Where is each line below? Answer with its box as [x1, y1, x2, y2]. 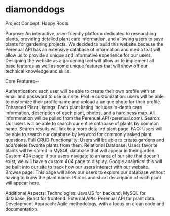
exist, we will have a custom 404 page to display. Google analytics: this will [5, 158, 162, 164]
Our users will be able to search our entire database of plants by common [5, 120, 159, 126]
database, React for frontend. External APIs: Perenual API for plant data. [5, 195, 156, 201]
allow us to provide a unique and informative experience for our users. [5, 52, 152, 58]
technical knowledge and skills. [5, 68, 71, 74]
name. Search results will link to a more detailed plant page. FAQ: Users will [5, 126, 163, 132]
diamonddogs [5, 4, 65, 15]
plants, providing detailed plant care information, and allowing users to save [5, 36, 164, 42]
